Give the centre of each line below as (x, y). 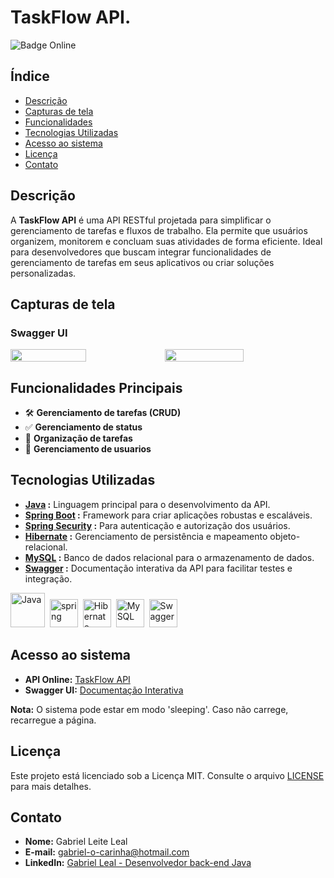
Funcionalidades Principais (96, 387)
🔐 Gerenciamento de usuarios (88, 449)
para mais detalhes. (51, 786)
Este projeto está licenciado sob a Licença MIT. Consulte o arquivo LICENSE (167, 775)
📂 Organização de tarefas (78, 438)
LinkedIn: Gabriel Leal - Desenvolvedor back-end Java (138, 863)
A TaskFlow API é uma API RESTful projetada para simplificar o (141, 220)
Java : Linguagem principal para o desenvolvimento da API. (147, 504)
